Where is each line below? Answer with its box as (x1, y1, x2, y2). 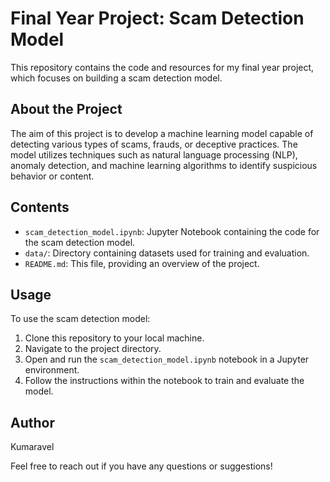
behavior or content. (10, 170, 95, 182)
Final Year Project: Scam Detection (10, 7, 305, 30)
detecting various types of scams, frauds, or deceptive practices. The (10, 138, 298, 150)
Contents (10, 199, 70, 216)
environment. (24, 364, 80, 376)
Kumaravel (10, 441, 55, 453)
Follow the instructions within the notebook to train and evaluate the (24, 375, 305, 387)
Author (10, 414, 55, 431)
